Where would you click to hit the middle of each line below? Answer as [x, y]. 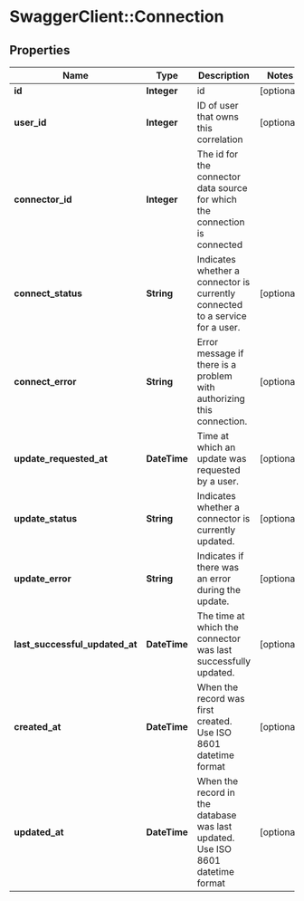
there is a [217, 364]
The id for [218, 154]
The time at [221, 616]
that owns [218, 117]
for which [217, 199]
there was [218, 567]
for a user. [218, 327]
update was [222, 459]
